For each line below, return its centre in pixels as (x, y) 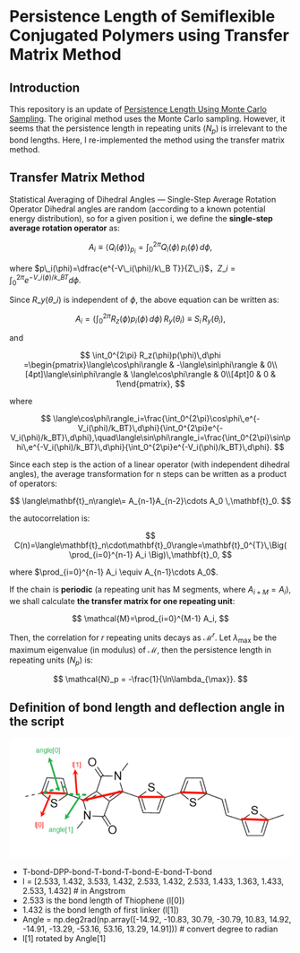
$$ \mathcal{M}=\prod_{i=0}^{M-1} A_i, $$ (150, 619)
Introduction (45, 87)
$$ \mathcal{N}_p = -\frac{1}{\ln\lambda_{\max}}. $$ (150, 680)
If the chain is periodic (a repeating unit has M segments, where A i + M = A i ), (150, 591)
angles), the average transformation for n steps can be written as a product (148, 474)
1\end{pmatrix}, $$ (150, 384)
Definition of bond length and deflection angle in (147, 707)
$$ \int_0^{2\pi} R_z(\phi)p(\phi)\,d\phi (150, 355)
